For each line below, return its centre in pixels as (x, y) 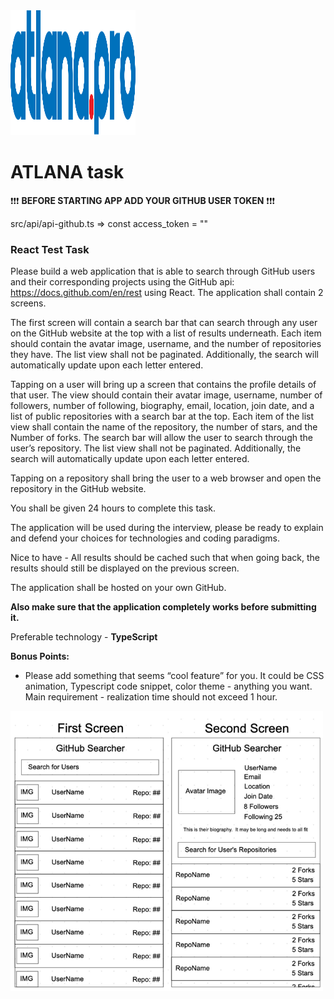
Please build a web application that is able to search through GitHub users (163, 271)
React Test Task (50, 249)
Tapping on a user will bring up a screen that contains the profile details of (163, 385)
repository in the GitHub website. (78, 489)
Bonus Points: (40, 656)
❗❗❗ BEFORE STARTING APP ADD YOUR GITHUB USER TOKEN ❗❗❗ (142, 200)
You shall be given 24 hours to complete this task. (113, 508)
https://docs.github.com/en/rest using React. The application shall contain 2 (167, 293)
